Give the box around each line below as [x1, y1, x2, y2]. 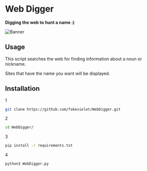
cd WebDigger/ [5, 125, 34, 130]
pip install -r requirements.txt [5, 143, 73, 148]
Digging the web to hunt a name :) [5, 19, 75, 25]
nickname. [5, 61, 26, 67]
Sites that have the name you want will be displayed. [5, 70, 110, 76]
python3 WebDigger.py [5, 161, 49, 166]
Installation [5, 85, 40, 93]
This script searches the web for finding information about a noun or [5, 56, 142, 62]
